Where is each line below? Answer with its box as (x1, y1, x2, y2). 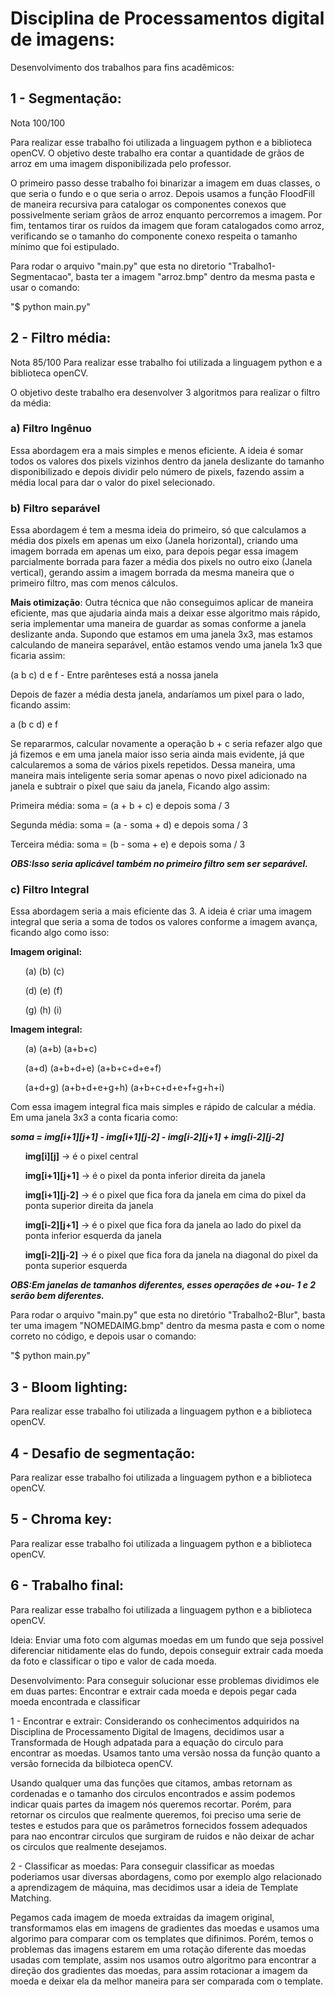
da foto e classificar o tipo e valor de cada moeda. (10, 1655, 217, 1667)
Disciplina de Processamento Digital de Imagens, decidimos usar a (10, 1725, 285, 1737)
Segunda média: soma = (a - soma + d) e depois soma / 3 (10, 819, 248, 831)
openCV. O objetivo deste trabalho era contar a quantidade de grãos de (10, 147, 305, 159)
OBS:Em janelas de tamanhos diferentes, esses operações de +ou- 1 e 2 (10, 1279, 317, 1291)
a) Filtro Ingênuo (10, 422, 92, 436)
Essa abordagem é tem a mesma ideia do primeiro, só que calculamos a (10, 524, 307, 536)
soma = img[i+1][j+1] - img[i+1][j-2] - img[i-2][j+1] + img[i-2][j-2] (10, 1131, 285, 1143)
